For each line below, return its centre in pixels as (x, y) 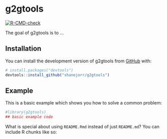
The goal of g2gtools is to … (35, 32)
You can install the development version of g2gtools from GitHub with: (78, 61)
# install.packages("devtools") (39, 70)
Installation (23, 49)
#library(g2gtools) (26, 112)
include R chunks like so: (31, 132)
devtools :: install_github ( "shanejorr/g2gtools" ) (57, 75)
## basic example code (29, 117)
